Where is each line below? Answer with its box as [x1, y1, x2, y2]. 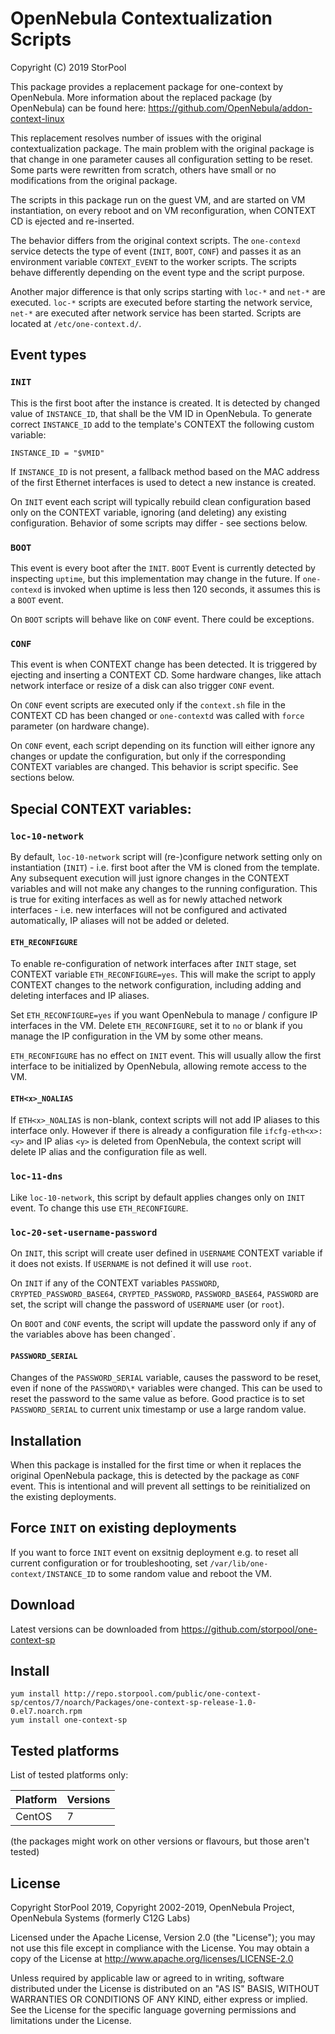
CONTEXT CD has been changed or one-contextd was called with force [10, 710, 305, 722]
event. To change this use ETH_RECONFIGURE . [10, 1202, 189, 1214]
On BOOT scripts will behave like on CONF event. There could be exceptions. [10, 613, 315, 625]
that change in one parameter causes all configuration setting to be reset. [10, 153, 313, 165]
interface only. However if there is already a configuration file [10, 1125, 263, 1137]
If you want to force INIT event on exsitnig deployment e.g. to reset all [10, 1546, 299, 1558]
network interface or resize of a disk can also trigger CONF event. [10, 680, 275, 692]
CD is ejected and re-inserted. [10, 215, 135, 227]
